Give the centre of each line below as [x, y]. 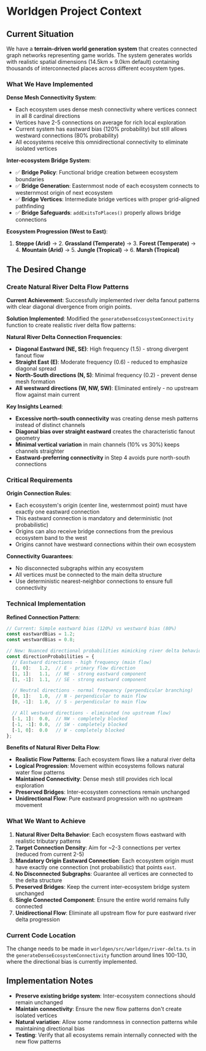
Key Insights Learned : [35, 406]
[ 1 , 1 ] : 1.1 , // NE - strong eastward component [79, 674]
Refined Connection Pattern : [44, 617]
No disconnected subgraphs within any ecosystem [79, 568]
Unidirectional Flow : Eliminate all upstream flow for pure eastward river [105, 913]
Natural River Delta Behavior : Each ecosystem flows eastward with [101, 834]
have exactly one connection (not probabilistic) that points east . [96, 867]
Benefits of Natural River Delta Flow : [54, 748]
